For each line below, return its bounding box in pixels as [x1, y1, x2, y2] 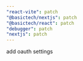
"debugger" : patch [6, 25, 53, 32]
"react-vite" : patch [6, 8, 59, 15]
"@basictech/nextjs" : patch [6, 14, 78, 21]
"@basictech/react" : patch [6, 20, 75, 26]
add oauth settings [6, 48, 53, 55]
